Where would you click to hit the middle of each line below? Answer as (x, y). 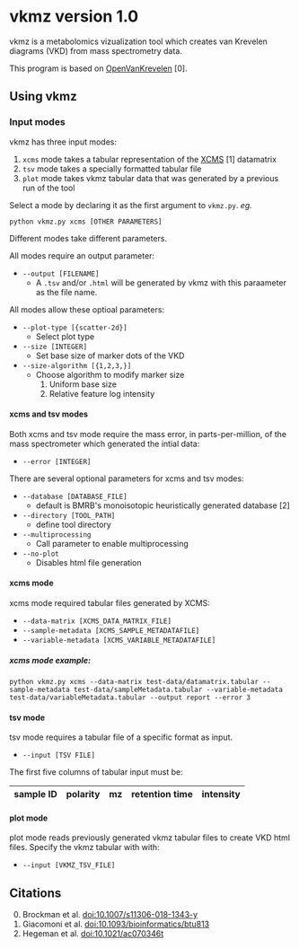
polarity (83, 794)
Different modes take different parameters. (88, 238)
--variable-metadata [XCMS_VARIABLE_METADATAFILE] (119, 641)
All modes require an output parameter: (82, 255)
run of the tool (48, 188)
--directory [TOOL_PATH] (69, 515)
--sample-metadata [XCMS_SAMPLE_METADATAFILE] (111, 631)
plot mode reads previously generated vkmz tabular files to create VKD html (149, 838)
